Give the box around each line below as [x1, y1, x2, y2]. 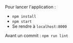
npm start [12, 19, 32, 24]
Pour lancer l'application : [5, 4, 56, 10]
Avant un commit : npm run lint [5, 33, 69, 38]
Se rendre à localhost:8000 [12, 23, 67, 29]
